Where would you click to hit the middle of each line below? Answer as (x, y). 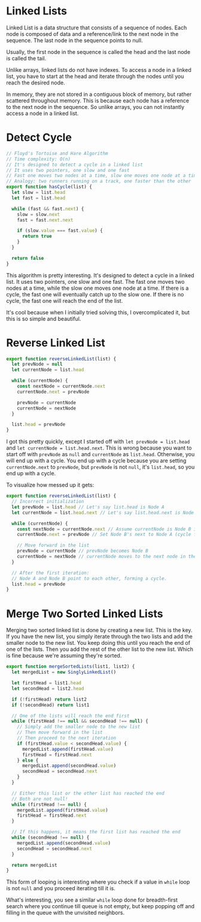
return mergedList (35, 865)
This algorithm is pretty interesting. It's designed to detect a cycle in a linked (100, 275)
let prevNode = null (37, 364)
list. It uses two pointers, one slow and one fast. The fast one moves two (95, 281)
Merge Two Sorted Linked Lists (85, 613)
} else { (28, 760)
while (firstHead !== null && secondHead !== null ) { (80, 721)
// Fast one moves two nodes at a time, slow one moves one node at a (96, 176)
